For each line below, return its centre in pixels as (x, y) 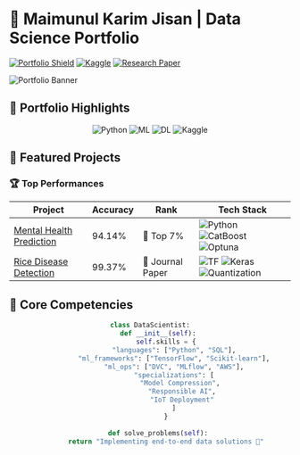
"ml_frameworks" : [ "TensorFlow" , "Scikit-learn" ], (174, 358)
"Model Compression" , (180, 384)
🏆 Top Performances (57, 184)
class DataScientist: (150, 326)
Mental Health (43, 230)
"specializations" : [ (174, 375)
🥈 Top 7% (163, 236)
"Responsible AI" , (182, 392)
